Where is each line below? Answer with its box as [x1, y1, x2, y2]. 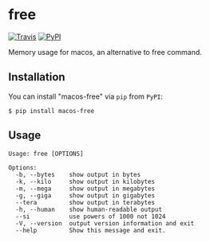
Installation [8, 70, 65, 84]
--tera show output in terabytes [15, 198, 156, 206]
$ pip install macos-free [8, 107, 94, 115]
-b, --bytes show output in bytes [15, 170, 141, 178]
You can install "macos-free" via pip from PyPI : [8, 92, 164, 101]
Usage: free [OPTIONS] [8, 150, 84, 158]
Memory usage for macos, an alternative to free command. [8, 47, 202, 57]
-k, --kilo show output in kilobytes [15, 178, 156, 185]
